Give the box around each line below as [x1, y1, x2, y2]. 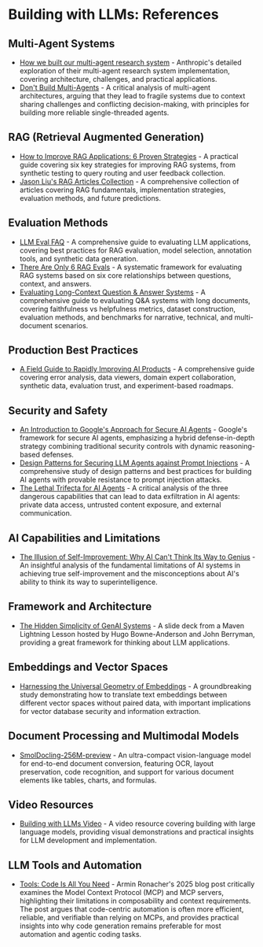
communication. [19, 509, 72, 518]
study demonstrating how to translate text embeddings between [19, 690, 228, 699]
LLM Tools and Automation [8, 858, 143, 871]
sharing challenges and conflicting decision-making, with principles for [19, 100, 250, 109]
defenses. [42, 450, 75, 460]
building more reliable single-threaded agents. [19, 108, 170, 117]
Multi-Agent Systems [8, 37, 115, 50]
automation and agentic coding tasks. [19, 930, 142, 939]
